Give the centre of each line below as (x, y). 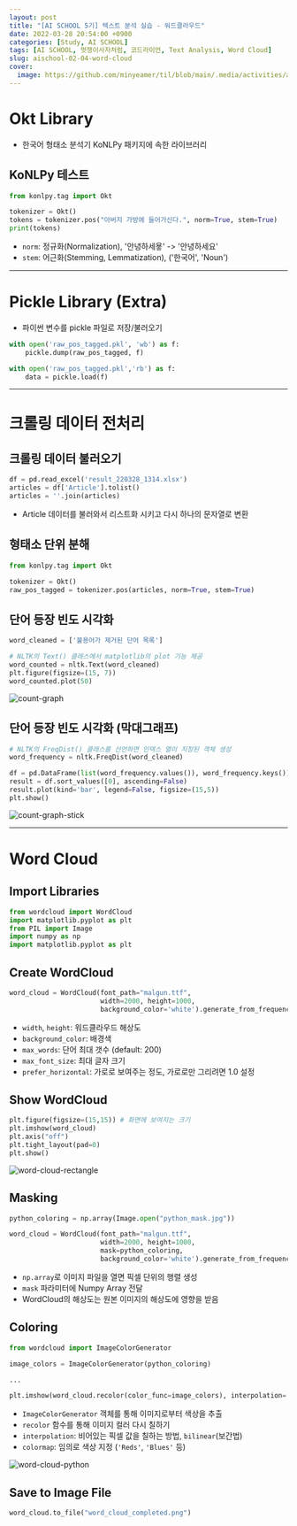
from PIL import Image (51, 929)
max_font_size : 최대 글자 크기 (74, 1060)
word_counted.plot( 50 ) (51, 681)
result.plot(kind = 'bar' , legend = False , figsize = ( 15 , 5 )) (114, 790)
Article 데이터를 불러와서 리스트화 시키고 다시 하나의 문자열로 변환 (135, 514)
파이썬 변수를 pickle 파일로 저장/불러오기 (92, 328)
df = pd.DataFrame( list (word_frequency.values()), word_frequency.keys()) (150, 774)
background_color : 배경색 (67, 1038)
